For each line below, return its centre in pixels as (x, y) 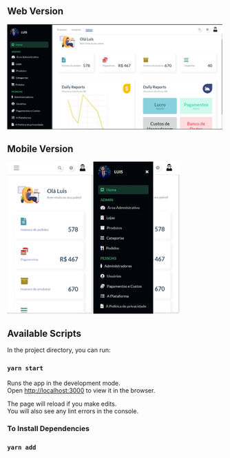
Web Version (35, 11)
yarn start (25, 368)
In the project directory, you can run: (59, 350)
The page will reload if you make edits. (62, 404)
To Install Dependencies (48, 428)
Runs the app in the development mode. (64, 383)
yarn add (22, 448)
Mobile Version (40, 148)
